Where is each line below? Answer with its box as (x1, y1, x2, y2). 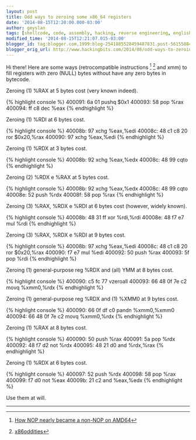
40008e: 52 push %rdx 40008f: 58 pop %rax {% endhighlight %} (6, 191, 164, 199)
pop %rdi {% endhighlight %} (6, 255, 77, 262)
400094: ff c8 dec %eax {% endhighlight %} (6, 105, 114, 112)
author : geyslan (6, 25, 45, 31)
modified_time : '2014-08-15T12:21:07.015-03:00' (6, 36, 127, 41)
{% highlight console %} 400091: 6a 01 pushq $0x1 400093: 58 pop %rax (6, 99, 184, 106)
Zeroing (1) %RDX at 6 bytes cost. (6, 359, 87, 366)
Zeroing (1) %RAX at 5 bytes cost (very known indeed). (6, 87, 138, 94)
